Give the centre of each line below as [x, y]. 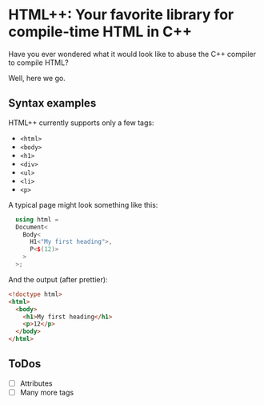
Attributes [36, 383]
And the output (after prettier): [58, 279]
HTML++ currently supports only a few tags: [81, 123]
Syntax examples [52, 103]
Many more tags [47, 392]
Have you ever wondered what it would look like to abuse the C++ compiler [132, 54]
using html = [37, 219]
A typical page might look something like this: [83, 205]
